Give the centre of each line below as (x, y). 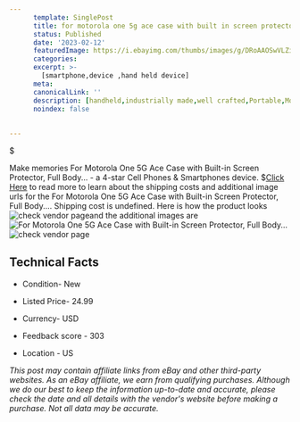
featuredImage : (61, 51)
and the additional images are (144, 215)
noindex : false (61, 109)
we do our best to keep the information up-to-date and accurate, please (142, 389)
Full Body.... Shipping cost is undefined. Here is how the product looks (138, 206)
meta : (43, 84)
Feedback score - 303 (63, 335)
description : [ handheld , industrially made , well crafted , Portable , (159, 100)
